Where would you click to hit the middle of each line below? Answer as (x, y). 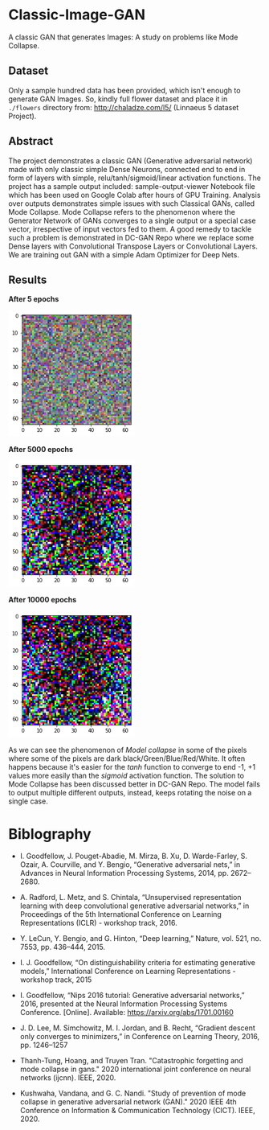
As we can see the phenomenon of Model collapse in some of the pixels (128, 750)
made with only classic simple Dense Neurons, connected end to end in (127, 169)
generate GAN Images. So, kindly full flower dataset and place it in (118, 99)
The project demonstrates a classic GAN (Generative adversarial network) (130, 160)
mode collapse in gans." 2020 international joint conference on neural (135, 1069)
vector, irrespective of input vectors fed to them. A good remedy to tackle (130, 229)
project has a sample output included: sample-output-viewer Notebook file (132, 186)
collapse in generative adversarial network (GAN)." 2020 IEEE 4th (128, 1102)
